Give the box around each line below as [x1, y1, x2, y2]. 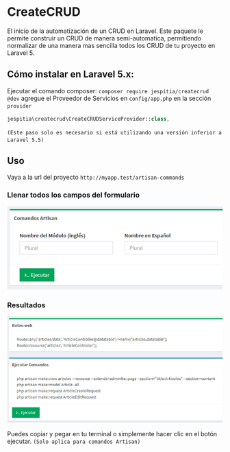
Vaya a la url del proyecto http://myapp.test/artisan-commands [7, 173, 185, 182]
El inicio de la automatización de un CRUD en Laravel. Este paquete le [7, 27, 204, 35]
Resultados [7, 300, 46, 309]
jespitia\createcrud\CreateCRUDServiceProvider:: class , [7, 115, 170, 122]
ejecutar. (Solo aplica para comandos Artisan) [7, 437, 141, 445]
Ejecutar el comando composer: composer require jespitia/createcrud [7, 86, 209, 95]
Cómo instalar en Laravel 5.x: [7, 69, 135, 80]
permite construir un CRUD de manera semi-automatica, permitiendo [7, 34, 202, 42]
